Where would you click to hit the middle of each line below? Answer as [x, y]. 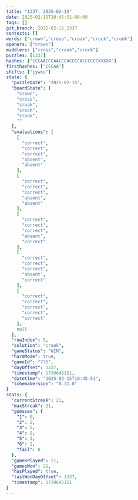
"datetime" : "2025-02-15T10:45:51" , [56, 378]
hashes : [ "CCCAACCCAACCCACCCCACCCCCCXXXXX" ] [61, 61]
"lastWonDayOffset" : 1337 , [44, 477]
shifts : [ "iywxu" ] [28, 72]
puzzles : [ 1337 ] [26, 55]
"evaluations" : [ [33, 132]
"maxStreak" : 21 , [33, 406]
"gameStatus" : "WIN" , [38, 351]
